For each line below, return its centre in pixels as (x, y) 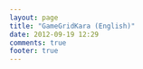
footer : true (34, 51)
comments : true (38, 43)
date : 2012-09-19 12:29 (54, 34)
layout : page (34, 17)
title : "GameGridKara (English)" (72, 26)
